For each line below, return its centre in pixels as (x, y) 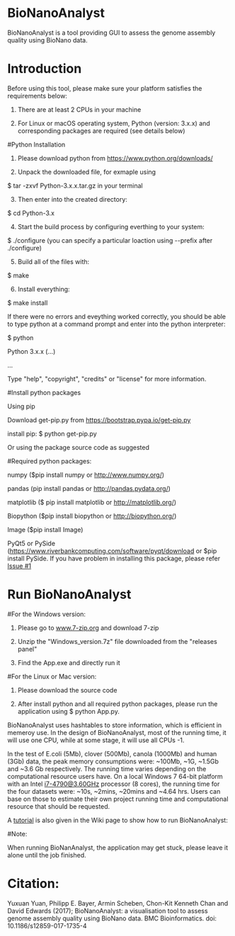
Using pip (21, 406)
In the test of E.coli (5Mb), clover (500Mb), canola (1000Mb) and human (112, 753)
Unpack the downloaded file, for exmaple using (87, 172)
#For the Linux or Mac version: (52, 676)
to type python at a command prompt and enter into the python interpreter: (116, 324)
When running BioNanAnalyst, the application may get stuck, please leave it (118, 848)
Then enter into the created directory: (72, 199)
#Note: (17, 833)
